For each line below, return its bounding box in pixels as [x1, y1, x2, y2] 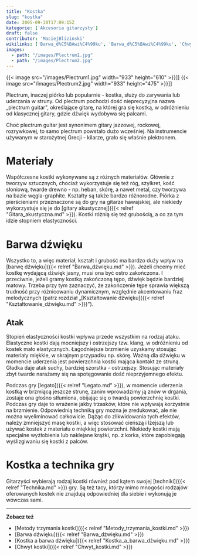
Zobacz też [6, 513, 34, 520]
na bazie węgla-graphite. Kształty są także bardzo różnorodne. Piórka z [6, 192, 179, 199]
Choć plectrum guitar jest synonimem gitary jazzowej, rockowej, [6, 121, 161, 128]
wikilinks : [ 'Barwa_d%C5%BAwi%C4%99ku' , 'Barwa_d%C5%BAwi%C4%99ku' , [6, 42, 177, 47]
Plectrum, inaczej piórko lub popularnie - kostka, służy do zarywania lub [6, 91, 181, 98]
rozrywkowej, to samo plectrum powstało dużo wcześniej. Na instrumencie [6, 127, 187, 135]
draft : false [6, 30, 38, 36]
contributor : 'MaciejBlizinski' [6, 36, 85, 42]
